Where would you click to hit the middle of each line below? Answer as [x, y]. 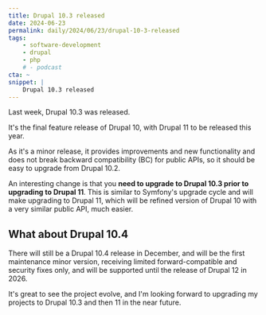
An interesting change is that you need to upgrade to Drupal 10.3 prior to [129, 184]
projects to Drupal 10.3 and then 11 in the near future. [95, 302]
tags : [17, 38]
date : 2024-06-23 [37, 23]
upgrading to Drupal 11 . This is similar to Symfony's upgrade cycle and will [131, 192]
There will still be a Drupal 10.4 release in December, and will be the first [127, 253]
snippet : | [26, 82]
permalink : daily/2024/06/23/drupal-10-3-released [94, 30]
